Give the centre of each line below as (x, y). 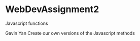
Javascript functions (27, 23)
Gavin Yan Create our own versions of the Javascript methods (70, 33)
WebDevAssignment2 (52, 9)
